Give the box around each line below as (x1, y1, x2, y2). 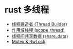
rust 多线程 (4, 4, 49, 15)
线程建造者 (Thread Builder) (11, 21, 68, 27)
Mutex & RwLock (11, 38, 46, 44)
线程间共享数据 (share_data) (11, 33, 69, 39)
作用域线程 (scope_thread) (11, 27, 65, 33)
